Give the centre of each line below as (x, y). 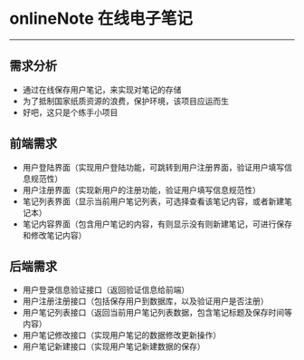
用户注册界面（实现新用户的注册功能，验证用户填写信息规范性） (141, 190)
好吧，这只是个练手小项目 (70, 112)
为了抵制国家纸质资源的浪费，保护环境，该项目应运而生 (125, 101)
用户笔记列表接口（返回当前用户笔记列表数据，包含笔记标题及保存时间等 (157, 313)
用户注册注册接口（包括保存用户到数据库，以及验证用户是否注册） (145, 301)
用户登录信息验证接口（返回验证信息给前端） (106, 290)
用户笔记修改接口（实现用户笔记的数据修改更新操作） (122, 336)
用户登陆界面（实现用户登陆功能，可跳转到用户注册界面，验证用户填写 (153, 167)
